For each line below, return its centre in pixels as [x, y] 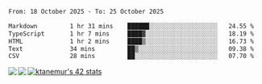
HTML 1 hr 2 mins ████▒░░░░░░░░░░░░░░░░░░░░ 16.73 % [131, 41]
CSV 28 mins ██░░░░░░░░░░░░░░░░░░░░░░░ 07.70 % [131, 57]
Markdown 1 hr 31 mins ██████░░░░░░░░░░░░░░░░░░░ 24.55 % [131, 26]
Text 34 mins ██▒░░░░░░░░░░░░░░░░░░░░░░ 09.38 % [131, 48]
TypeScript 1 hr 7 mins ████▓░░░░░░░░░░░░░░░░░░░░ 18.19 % [131, 34]
